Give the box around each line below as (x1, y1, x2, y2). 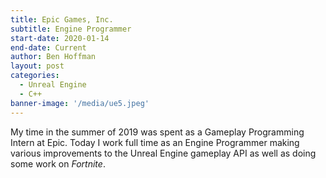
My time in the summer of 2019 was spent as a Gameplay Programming (10, 126, 305, 138)
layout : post (10, 61, 65, 71)
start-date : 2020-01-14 (10, 33, 110, 43)
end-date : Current (10, 42, 87, 53)
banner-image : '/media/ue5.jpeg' (10, 98, 150, 108)
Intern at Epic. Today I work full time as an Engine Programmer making (10, 136, 300, 148)
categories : (10, 71, 60, 81)
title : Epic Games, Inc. (10, 14, 114, 25)
